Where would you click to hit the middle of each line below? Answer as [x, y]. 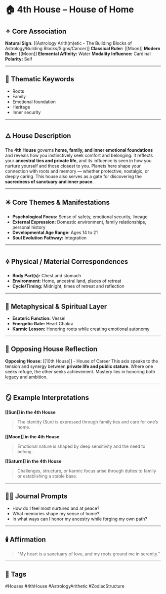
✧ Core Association [36, 31]
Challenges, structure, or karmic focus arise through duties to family [87, 471]
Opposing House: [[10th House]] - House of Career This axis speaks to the [82, 361]
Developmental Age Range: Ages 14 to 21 [55, 233]
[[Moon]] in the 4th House [32, 436]
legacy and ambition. [26, 377]
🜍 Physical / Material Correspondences [67, 262]
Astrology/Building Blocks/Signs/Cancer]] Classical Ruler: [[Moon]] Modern [83, 48]
